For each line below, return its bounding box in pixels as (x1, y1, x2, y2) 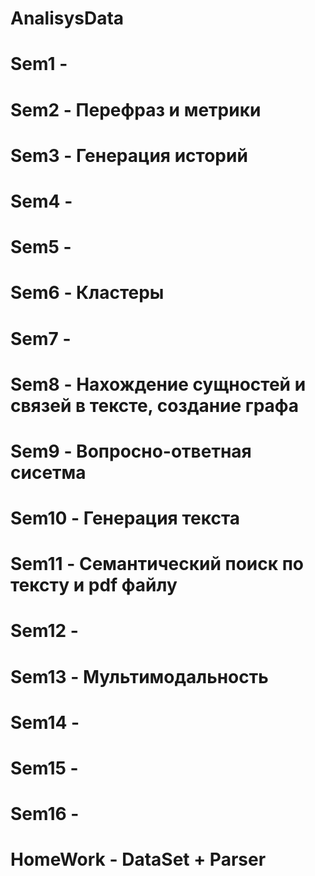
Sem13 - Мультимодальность (10, 665, 269, 688)
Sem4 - (10, 190, 73, 212)
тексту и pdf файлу (10, 574, 178, 597)
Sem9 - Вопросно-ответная (10, 440, 252, 462)
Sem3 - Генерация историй (10, 144, 248, 167)
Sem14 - (10, 711, 80, 734)
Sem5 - (10, 236, 72, 259)
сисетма (10, 461, 87, 484)
